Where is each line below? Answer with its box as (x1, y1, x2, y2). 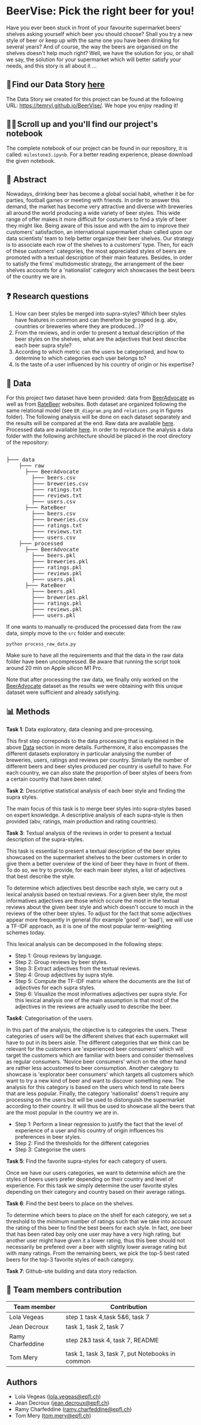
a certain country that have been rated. (6, 775, 103, 783)
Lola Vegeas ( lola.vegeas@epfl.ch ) (14, 1393, 101, 1400)
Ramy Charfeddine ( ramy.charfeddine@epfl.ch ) (14, 1406, 132, 1413)
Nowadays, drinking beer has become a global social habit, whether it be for (6, 190, 194, 198)
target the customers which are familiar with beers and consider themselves (6, 1051, 194, 1059)
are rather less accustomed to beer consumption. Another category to (6, 1064, 179, 1071)
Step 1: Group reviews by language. (14, 952, 103, 959)
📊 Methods (6, 707, 50, 717)
